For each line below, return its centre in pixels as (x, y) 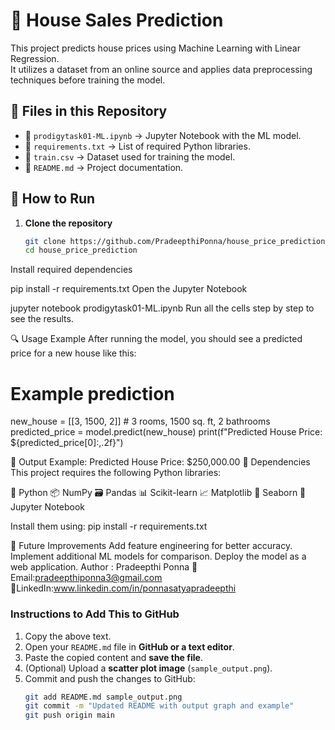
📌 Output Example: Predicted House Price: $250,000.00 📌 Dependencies (160, 462)
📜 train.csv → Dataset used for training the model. (130, 156)
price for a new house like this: (73, 353)
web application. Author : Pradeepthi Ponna (100, 567)
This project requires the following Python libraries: (116, 473)
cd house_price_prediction (81, 250)
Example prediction (92, 393)
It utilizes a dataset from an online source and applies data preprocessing (161, 69)
